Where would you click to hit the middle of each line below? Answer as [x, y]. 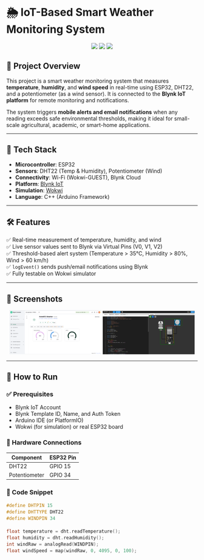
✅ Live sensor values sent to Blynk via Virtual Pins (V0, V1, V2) [84, 247]
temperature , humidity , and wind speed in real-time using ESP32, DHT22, [100, 87]
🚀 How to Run [32, 377]
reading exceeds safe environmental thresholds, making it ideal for [90, 118]
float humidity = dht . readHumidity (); [55, 538]
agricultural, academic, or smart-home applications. [86, 125]
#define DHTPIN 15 [29, 506]
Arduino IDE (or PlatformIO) [49, 420]
